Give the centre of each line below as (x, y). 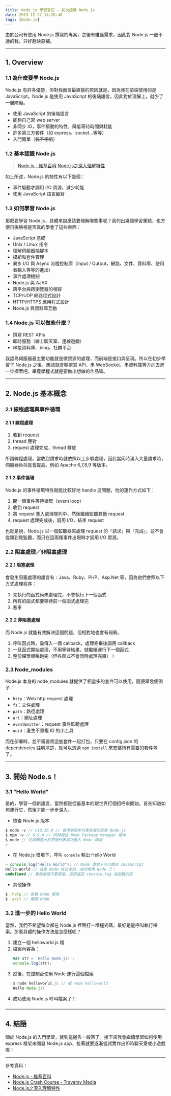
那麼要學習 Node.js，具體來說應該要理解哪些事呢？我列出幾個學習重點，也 (83, 220)
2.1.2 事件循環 (20, 478)
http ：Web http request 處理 (43, 699)
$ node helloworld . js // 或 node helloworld (60, 983)
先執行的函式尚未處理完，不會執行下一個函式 (60, 594)
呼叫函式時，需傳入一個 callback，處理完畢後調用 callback (74, 643)
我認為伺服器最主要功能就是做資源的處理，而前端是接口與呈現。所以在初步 (83, 358)
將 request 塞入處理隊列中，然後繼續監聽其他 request (68, 513)
